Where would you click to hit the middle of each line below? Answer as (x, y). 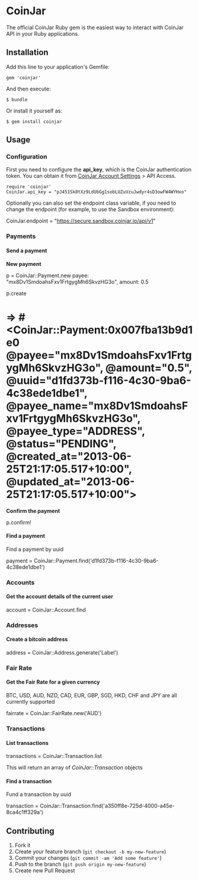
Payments (21, 236)
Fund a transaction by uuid (39, 794)
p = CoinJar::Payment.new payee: (47, 275)
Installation (27, 53)
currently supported (31, 702)
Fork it (23, 845)
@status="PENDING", (61, 444)
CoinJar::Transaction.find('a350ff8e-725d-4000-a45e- (107, 806)
